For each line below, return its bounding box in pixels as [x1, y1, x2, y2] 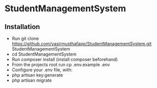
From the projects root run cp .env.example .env [11, 62, 110, 67]
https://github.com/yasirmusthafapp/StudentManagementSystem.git [11, 41, 152, 47]
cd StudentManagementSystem [11, 51, 77, 57]
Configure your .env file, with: [11, 67, 73, 73]
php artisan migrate [11, 77, 52, 83]
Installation [4, 23, 40, 31]
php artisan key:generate [11, 72, 63, 78]
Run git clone [11, 35, 39, 41]
